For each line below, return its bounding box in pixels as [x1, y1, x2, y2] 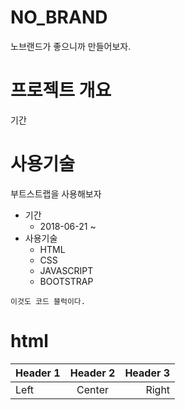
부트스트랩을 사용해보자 [10, 187, 102, 200]
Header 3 [124, 366, 171, 380]
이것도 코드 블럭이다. [10, 296, 86, 306]
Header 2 [69, 366, 116, 380]
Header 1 [15, 366, 61, 380]
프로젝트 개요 [10, 79, 112, 102]
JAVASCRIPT [39, 264, 94, 276]
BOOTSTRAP [39, 275, 94, 287]
